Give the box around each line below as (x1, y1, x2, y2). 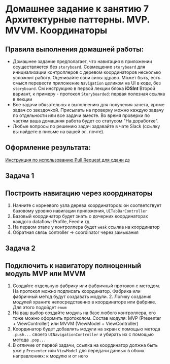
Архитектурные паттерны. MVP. (5, 14, 150, 25)
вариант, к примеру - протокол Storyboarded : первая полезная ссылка (12, 91, 165, 97)
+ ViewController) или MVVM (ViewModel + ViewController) (12, 321, 139, 327)
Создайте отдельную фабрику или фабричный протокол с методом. (12, 283, 161, 289)
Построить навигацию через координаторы (5, 189, 153, 197)
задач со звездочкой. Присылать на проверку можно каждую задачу (12, 107, 164, 113)
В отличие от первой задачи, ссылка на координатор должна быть (12, 342, 158, 348)
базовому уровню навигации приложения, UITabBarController (12, 208, 148, 214)
